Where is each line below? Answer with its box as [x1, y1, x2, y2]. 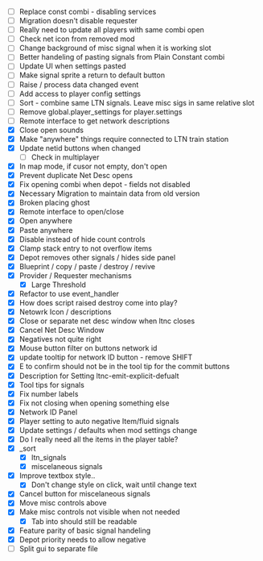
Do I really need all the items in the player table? [18, 434, 179, 444]
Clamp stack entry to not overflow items [18, 243, 152, 253]
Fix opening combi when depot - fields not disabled [18, 180, 191, 189]
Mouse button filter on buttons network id [18, 343, 158, 353]
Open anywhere [18, 216, 73, 226]
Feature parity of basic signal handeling [18, 526, 151, 535]
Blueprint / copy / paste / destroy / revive [18, 261, 156, 271]
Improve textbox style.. [18, 471, 96, 480]
